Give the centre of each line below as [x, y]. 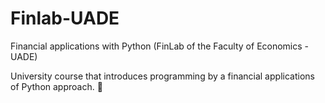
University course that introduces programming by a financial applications [162, 76]
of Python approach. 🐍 [56, 86]
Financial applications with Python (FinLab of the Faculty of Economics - [160, 46]
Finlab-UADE [65, 18]
